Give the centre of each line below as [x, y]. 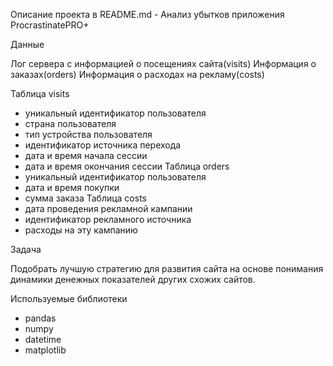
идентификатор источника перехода [103, 145]
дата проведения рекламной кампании [108, 208]
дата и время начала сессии [86, 155]
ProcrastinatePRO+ [50, 25]
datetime [43, 339]
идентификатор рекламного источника [108, 219]
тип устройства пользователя [88, 134]
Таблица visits [40, 93]
